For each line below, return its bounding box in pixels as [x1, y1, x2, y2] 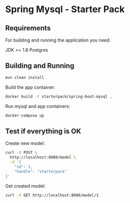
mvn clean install [5, 75, 44, 80]
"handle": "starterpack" [14, 169, 67, 174]
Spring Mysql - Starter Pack [5, 4, 125, 15]
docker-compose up [5, 113, 44, 118]
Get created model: [5, 183, 46, 189]
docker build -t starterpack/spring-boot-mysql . [5, 94, 113, 99]
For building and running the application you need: [5, 37, 111, 43]
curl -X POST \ [5, 150, 38, 155]
